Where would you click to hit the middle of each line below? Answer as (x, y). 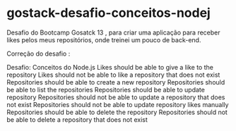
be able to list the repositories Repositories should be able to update (106, 89)
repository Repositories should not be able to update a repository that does (116, 97)
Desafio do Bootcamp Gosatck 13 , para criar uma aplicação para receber (113, 32)
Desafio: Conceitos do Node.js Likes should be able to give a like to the (110, 67)
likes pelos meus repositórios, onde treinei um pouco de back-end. (104, 39)
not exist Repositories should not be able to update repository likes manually (118, 104)
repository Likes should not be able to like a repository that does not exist (113, 75)
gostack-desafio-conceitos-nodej (109, 13)
